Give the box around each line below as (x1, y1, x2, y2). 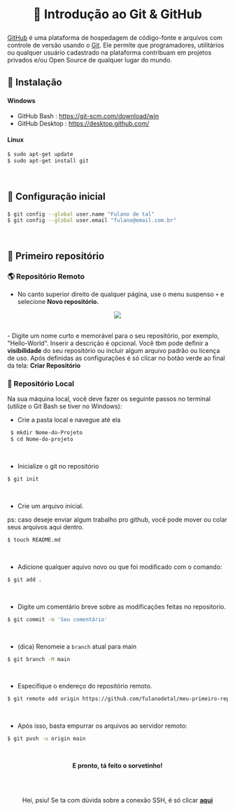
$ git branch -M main (7, 656, 71, 663)
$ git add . (7, 576, 42, 583)
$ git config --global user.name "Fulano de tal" (7, 210, 155, 218)
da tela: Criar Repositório (7, 361, 81, 370)
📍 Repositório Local (7, 378, 75, 388)
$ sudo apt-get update (7, 151, 73, 158)
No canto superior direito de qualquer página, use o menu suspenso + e (17, 290, 225, 298)
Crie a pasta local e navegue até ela (17, 416, 121, 424)
